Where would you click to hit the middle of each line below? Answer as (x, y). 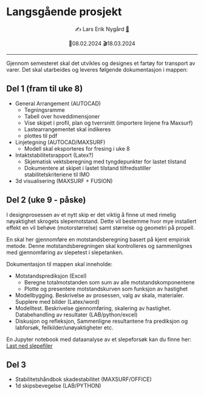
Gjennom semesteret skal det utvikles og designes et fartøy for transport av (101, 63)
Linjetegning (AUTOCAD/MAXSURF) (60, 142)
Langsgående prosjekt (64, 12)
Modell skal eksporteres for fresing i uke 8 (77, 148)
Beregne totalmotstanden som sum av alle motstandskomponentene (110, 282)
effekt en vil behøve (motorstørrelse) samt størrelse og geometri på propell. (101, 227)
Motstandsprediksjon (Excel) (51, 276)
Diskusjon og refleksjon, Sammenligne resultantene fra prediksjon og (101, 321)
